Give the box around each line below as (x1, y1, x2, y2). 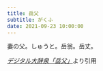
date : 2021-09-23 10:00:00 (7, 23, 84, 29)
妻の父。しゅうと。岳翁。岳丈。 (7, 42, 97, 51)
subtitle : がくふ (7, 16, 53, 23)
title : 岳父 (7, 10, 39, 17)
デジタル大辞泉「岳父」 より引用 (7, 57, 97, 65)
